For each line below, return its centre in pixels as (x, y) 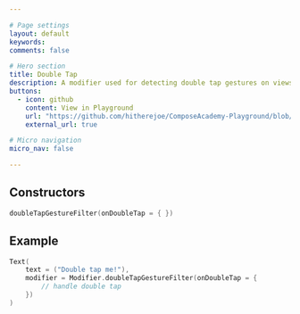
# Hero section (37, 66)
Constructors (47, 193)
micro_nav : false (42, 149)
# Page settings (39, 25)
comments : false (39, 50)
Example (34, 241)
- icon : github (46, 99)
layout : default (39, 33)
